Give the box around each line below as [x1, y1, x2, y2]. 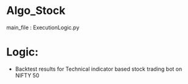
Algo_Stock [6, 4, 66, 18]
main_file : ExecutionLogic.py [6, 24, 80, 31]
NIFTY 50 [15, 71, 40, 79]
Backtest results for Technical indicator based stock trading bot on [15, 65, 183, 72]
